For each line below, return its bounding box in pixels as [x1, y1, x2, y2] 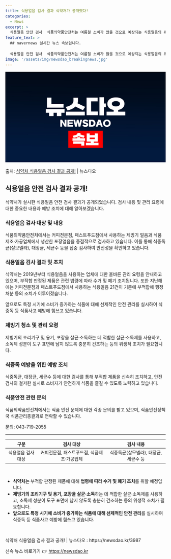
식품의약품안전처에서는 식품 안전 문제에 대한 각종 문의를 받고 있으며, [5, 407, 140, 413]
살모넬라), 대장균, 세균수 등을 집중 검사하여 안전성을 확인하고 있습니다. [11, 245, 150, 251]
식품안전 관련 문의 [5, 394, 47, 401]
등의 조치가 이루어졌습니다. [14, 290, 68, 296]
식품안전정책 [140, 407, 166, 413]
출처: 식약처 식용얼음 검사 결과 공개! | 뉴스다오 [5, 168, 97, 174]
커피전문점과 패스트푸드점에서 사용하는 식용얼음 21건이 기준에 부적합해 [14, 284, 154, 290]
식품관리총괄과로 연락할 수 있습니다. [10, 413, 81, 419]
